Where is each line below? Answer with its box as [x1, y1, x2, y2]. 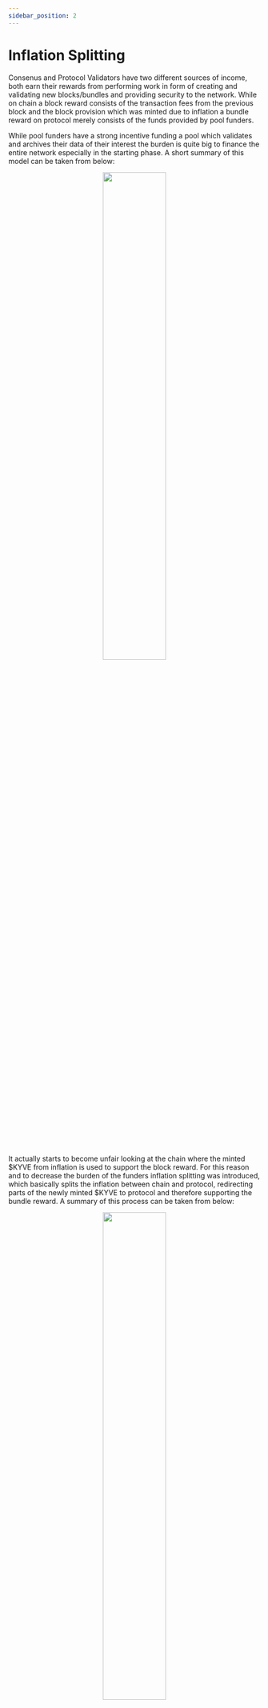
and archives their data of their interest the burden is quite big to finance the [8, 139, 260, 149]
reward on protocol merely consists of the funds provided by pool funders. [8, 115, 254, 125]
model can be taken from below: [8, 156, 115, 166]
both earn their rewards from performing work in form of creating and [8, 81, 238, 90]
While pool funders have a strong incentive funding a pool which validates [8, 130, 253, 140]
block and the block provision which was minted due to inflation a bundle [8, 106, 250, 116]
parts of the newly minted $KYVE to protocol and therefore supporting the [8, 1187, 253, 1197]
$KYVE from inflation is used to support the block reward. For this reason [8, 1162, 250, 1172]
